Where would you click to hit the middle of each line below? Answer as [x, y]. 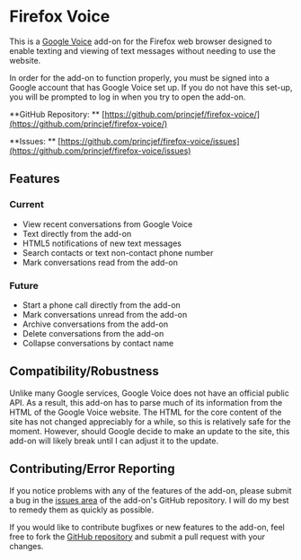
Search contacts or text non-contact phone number [118, 252]
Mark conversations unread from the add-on [105, 314]
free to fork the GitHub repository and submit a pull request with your [137, 537]
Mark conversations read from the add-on [100, 262]
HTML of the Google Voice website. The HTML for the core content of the [146, 412]
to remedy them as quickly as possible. [82, 510]
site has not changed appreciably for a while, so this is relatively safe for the [150, 421]
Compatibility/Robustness [84, 371]
